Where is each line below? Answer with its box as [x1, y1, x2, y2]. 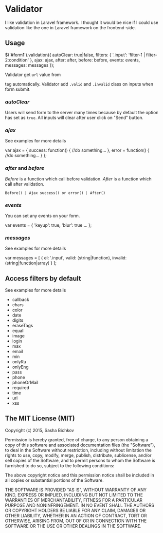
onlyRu [12, 359, 27, 365]
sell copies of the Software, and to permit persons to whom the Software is [5, 457, 156, 463]
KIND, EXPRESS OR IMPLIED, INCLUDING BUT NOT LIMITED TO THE [5, 492, 143, 498]
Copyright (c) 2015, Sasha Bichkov [5, 427, 74, 433]
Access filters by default [5, 274, 81, 282]
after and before [5, 165, 45, 172]
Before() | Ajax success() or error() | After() [5, 190, 106, 196]
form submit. [5, 86, 31, 92]
